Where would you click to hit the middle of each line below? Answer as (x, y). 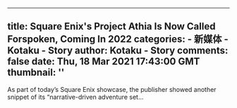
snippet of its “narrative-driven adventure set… (75, 97)
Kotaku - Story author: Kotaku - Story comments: (118, 51)
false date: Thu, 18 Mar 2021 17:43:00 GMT (104, 61)
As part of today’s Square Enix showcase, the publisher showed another (112, 89)
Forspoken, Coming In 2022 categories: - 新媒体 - (118, 39)
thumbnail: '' (36, 73)
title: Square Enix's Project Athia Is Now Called (111, 26)
